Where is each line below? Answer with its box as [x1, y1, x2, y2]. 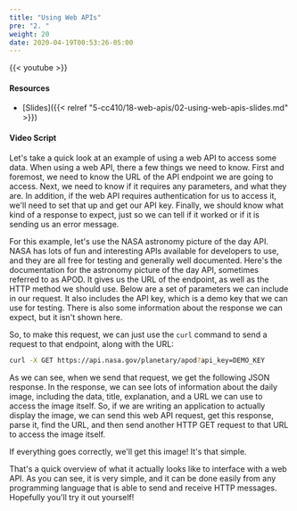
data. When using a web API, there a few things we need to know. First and [9, 161, 285, 172]
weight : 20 [9, 29, 50, 38]
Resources [9, 82, 51, 94]
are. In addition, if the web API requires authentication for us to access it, [9, 190, 277, 201]
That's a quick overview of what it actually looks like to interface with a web [9, 463, 287, 474]
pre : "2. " [9, 21, 50, 30]
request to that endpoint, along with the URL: [9, 338, 174, 349]
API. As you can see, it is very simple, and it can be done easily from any [9, 473, 276, 483]
